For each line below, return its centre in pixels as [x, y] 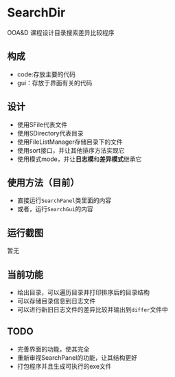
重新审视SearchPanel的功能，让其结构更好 [77, 357]
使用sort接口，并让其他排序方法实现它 [71, 150]
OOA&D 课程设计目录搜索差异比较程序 [61, 32]
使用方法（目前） [43, 183]
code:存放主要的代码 [46, 74]
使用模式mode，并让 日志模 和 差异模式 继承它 [79, 159]
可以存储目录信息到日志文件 [56, 301]
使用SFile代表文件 [42, 125]
